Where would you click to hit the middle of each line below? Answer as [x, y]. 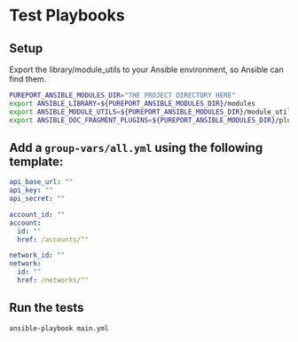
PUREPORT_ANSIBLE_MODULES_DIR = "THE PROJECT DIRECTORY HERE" [123, 95]
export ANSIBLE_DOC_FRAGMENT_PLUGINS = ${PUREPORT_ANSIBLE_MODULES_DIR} [142, 120]
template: [36, 161]
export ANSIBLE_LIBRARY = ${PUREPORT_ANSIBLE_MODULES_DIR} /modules [132, 103]
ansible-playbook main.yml [59, 328]
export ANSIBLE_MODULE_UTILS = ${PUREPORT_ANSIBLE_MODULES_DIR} [126, 112]
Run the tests [47, 308]
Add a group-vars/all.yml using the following [136, 147]
